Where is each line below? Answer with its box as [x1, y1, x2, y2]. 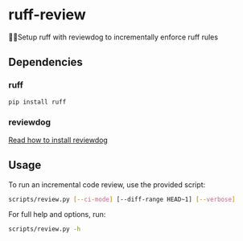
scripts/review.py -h [8, 225, 81, 234]
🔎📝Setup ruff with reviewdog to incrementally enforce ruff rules [8, 32, 219, 42]
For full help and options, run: [8, 210, 106, 219]
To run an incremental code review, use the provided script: [8, 179, 206, 190]
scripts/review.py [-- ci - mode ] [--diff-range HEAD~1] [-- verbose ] [8, 195, 236, 203]
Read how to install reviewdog [8, 135, 109, 145]
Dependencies [8, 55, 83, 69]
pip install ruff [8, 98, 67, 106]
